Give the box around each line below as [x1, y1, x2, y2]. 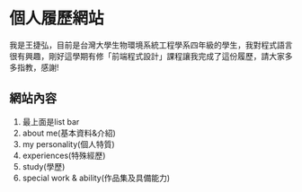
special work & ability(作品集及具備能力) [22, 172, 171, 183]
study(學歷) [22, 161, 66, 171]
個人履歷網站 [9, 8, 105, 29]
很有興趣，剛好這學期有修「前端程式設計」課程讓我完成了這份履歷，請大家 [9, 50, 285, 61]
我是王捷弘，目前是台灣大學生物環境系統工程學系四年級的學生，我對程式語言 [9, 39, 293, 50]
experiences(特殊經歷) [22, 150, 106, 161]
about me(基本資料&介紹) [22, 127, 117, 138]
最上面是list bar [22, 116, 80, 127]
